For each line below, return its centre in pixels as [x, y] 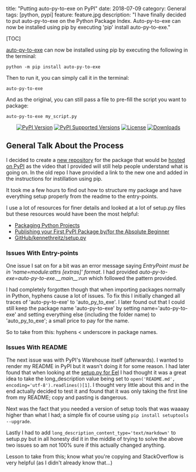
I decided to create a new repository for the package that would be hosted [96, 160]
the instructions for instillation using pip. [54, 178]
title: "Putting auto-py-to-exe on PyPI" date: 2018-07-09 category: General [96, 9]
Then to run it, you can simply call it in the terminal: [68, 78]
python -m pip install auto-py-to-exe [53, 67]
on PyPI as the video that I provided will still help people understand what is [97, 166]
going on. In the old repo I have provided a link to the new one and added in [97, 172]
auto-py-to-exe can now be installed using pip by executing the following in [97, 50]
